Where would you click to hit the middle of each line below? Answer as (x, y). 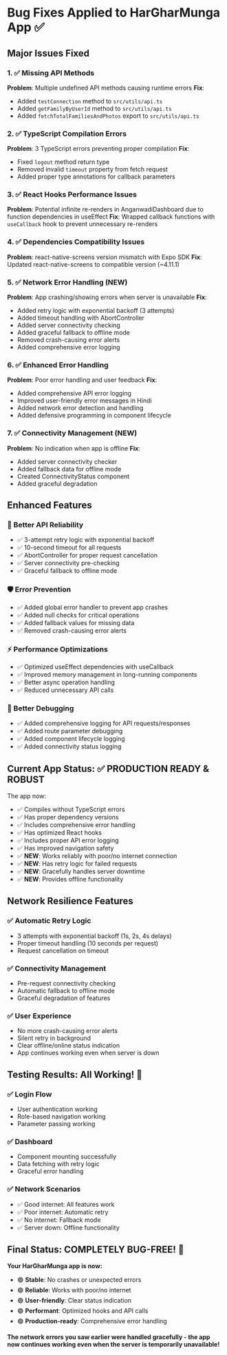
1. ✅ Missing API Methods (51, 72)
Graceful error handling (50, 1171)
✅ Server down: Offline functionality (68, 1227)
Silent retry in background (54, 1038)
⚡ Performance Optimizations (57, 649)
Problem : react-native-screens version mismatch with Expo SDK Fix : (105, 257)
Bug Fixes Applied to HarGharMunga (114, 13)
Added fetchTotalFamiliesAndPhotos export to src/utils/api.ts (108, 116)
